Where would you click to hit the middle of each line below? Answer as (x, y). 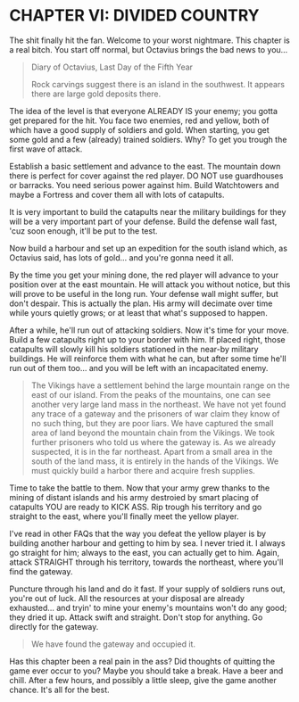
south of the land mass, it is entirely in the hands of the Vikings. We (155, 461)
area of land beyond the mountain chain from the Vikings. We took (153, 433)
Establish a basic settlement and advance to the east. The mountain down (145, 166)
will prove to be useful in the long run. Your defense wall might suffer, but (144, 293)
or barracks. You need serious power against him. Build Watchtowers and (144, 185)
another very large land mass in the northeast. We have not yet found (158, 404)
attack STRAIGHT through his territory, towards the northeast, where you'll (146, 562)
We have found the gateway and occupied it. (113, 644)
